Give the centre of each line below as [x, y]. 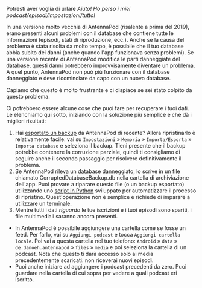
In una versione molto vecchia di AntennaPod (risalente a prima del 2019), [98, 27]
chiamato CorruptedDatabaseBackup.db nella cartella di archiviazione [102, 178]
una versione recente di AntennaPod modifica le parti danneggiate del [93, 59]
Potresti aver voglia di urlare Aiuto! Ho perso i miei [68, 9]
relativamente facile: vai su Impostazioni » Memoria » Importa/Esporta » [103, 139]
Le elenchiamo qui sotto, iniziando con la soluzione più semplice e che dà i [99, 115]
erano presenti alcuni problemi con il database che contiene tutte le [90, 33]
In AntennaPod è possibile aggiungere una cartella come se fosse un [100, 228]
